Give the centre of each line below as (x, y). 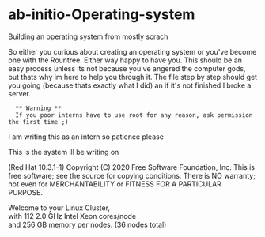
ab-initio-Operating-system (102, 15)
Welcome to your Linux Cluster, (59, 208)
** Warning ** (38, 108)
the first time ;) (38, 122)
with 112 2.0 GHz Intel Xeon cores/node (72, 216)
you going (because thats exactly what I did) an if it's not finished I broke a (130, 85)
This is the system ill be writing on (64, 152)
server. (20, 93)
